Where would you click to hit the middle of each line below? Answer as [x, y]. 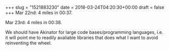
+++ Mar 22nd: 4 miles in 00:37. [39, 13]
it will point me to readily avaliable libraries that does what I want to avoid [82, 38]
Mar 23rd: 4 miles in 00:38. [34, 22]
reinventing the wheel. [28, 43]
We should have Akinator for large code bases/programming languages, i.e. [84, 32]
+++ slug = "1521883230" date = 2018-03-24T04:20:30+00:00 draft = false [85, 7]
